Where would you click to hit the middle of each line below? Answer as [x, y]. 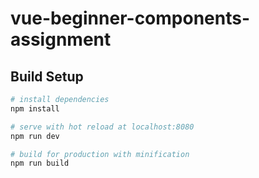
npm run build [40, 163]
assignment [61, 39]
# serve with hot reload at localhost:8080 [102, 127]
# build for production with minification [100, 154]
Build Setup [47, 76]
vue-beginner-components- [130, 18]
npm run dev [35, 136]
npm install [35, 108]
